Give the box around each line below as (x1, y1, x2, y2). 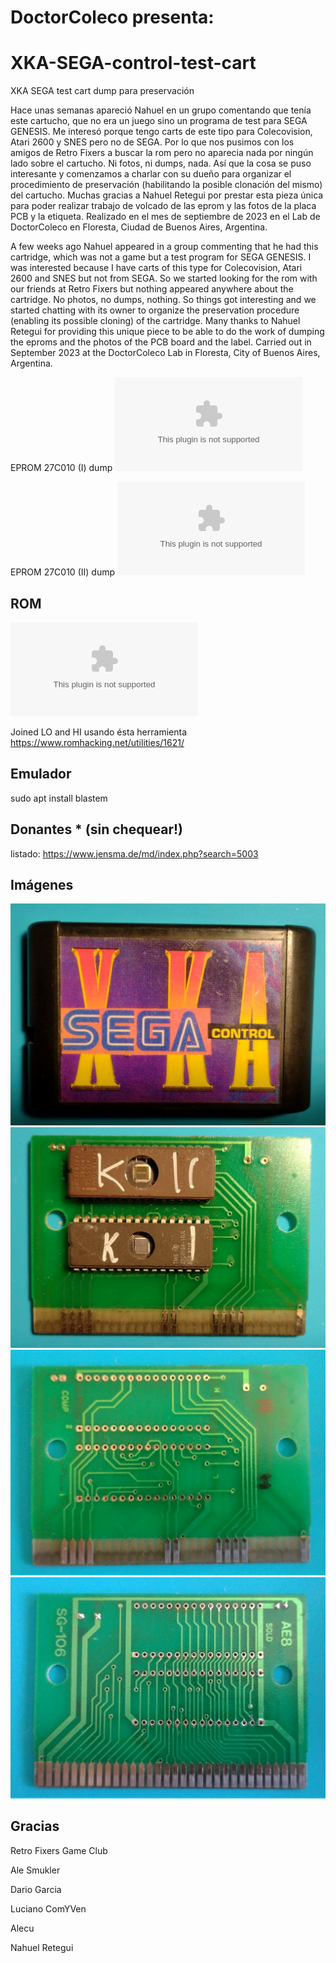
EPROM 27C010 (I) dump (10, 462, 113, 474)
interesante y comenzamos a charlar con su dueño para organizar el (10, 168, 292, 180)
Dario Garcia (10, 1883, 62, 1895)
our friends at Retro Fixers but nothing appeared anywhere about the (10, 283, 294, 295)
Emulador (10, 766, 72, 783)
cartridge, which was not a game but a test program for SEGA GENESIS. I (10, 251, 312, 263)
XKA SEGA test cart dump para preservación (10, 85, 195, 97)
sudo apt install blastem (10, 792, 108, 804)
